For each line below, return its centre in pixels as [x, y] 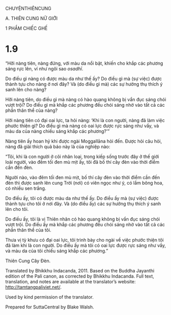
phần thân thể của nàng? [31, 110]
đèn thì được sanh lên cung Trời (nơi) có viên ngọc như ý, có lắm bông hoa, [84, 183]
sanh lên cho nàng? [26, 89]
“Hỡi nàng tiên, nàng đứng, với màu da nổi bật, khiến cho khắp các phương [84, 63]
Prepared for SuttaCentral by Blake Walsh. [50, 307]
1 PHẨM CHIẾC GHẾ [26, 28]
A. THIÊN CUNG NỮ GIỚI [31, 18]
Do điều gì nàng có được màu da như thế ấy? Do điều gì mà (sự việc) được [84, 78]
